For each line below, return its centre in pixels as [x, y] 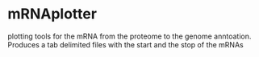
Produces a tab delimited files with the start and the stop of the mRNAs [125, 44]
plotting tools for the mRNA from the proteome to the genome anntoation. [129, 36]
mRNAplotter [52, 14]
